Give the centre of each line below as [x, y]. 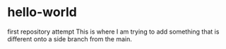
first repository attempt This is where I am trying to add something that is [113, 31]
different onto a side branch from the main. [70, 38]
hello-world [42, 12]
